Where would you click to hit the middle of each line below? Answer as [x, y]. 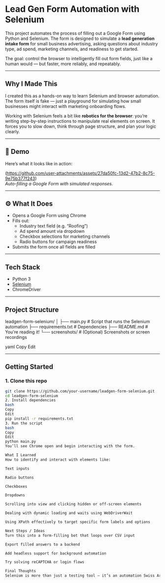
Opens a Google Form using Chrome [49, 216]
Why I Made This [31, 84]
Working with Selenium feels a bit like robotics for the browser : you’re [76, 116]
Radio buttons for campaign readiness [58, 242]
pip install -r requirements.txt [39, 419]
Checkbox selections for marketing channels [65, 237]
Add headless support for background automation [56, 553]
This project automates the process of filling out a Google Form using [75, 33]
